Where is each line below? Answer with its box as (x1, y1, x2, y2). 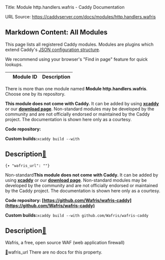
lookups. (5, 62, 23, 67)
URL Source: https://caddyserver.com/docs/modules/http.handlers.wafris (5, 14, 156, 19)
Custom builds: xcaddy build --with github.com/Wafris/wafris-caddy (5, 212, 149, 218)
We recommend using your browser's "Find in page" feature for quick (5, 56, 148, 62)
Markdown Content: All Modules (5, 28, 108, 37)
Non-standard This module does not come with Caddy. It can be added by (5, 172, 159, 178)
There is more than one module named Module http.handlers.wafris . (5, 85, 148, 91)
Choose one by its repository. (5, 91, 66, 97)
